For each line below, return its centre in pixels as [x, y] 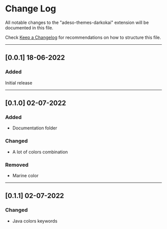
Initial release [19, 83]
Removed [17, 165]
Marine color [25, 175]
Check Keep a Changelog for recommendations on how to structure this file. [83, 37]
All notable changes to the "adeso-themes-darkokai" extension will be [77, 22]
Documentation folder [35, 128]
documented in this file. [29, 27]
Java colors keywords [35, 221]
